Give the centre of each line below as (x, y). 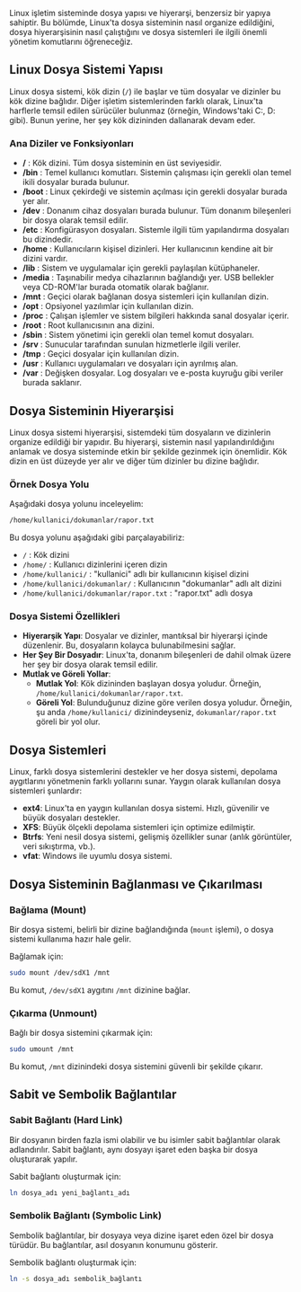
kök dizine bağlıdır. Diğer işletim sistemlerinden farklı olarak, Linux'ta (136, 101)
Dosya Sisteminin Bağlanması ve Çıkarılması (136, 884)
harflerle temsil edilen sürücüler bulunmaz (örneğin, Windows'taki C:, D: (142, 111)
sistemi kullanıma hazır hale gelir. (71, 939)
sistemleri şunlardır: (46, 791)
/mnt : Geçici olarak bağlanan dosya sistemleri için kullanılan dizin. (146, 296)
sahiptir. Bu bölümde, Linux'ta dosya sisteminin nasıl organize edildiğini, (142, 22)
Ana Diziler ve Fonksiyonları (71, 143)
